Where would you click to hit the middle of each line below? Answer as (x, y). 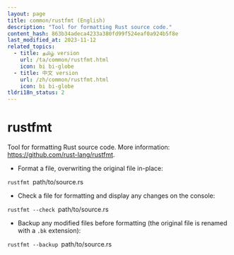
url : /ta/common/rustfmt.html (65, 60)
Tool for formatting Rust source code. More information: (89, 147)
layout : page (27, 14)
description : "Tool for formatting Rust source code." (90, 27)
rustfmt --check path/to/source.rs (58, 210)
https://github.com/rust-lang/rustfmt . (61, 155)
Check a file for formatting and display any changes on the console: (116, 196)
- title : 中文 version (46, 73)
